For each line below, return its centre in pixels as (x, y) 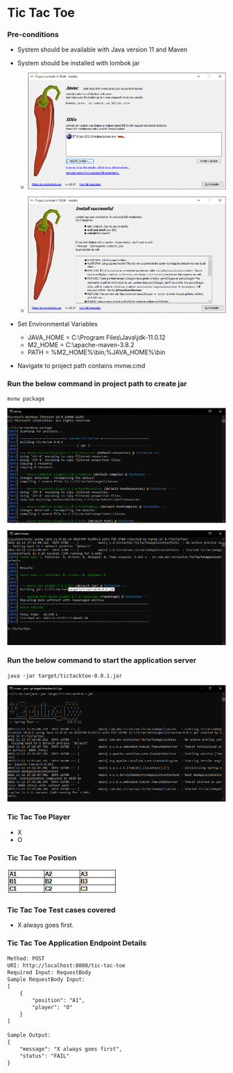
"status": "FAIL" (45, 1056)
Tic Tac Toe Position (42, 857)
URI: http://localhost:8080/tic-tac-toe (67, 965)
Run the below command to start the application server (102, 660)
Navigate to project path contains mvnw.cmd (81, 366)
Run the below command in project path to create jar (97, 384)
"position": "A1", (59, 1000)
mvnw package (26, 399)
